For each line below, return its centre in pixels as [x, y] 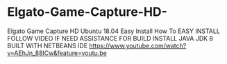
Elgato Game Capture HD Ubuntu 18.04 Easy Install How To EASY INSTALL [114, 31]
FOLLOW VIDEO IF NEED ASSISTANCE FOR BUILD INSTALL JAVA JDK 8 [110, 38]
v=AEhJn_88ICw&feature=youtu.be [57, 53]
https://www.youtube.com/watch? [138, 45]
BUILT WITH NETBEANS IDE [48, 45]
